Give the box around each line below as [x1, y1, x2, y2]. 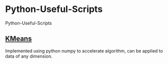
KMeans [5, 34, 32, 43]
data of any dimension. [5, 53, 53, 59]
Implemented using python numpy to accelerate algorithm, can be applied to [5, 47, 163, 53]
